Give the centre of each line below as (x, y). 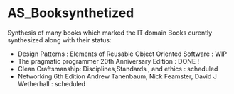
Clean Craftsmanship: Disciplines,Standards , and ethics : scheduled (118, 69)
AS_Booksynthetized (71, 13)
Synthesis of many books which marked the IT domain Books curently (110, 33)
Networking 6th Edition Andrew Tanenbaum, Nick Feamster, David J (117, 76)
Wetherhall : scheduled (52, 83)
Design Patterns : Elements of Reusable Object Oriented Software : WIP (122, 54)
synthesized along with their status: (59, 40)
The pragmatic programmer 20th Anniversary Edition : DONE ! (108, 61)
